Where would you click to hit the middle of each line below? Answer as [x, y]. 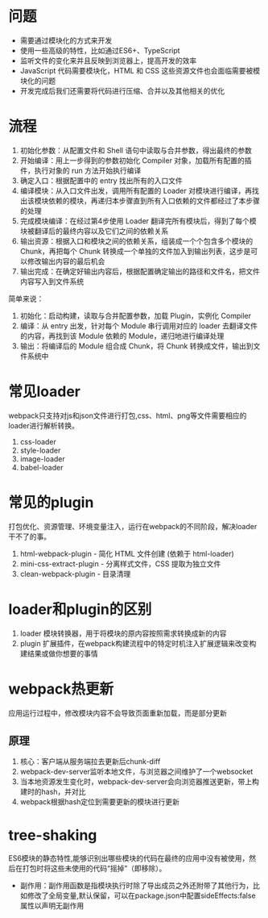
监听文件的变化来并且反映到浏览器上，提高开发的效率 [108, 61]
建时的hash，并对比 [53, 792]
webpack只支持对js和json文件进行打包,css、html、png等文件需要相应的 [128, 415]
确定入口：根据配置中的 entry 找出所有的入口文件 [101, 180]
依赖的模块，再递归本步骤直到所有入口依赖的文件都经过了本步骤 [154, 200]
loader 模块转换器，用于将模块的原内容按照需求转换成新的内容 [123, 633]
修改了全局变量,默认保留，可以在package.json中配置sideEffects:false [141, 895]
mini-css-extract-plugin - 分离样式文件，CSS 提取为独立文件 [120, 563]
